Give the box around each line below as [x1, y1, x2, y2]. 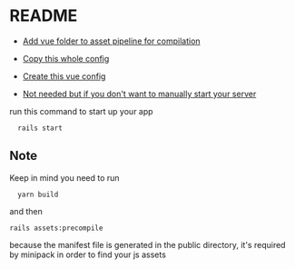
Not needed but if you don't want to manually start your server [22, 88, 257, 99]
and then [9, 205, 43, 216]
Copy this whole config [22, 53, 110, 64]
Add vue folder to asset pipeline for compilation [22, 35, 202, 46]
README [9, 5, 78, 26]
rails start [17, 124, 64, 133]
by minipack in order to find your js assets [9, 249, 166, 260]
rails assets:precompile [9, 224, 103, 233]
